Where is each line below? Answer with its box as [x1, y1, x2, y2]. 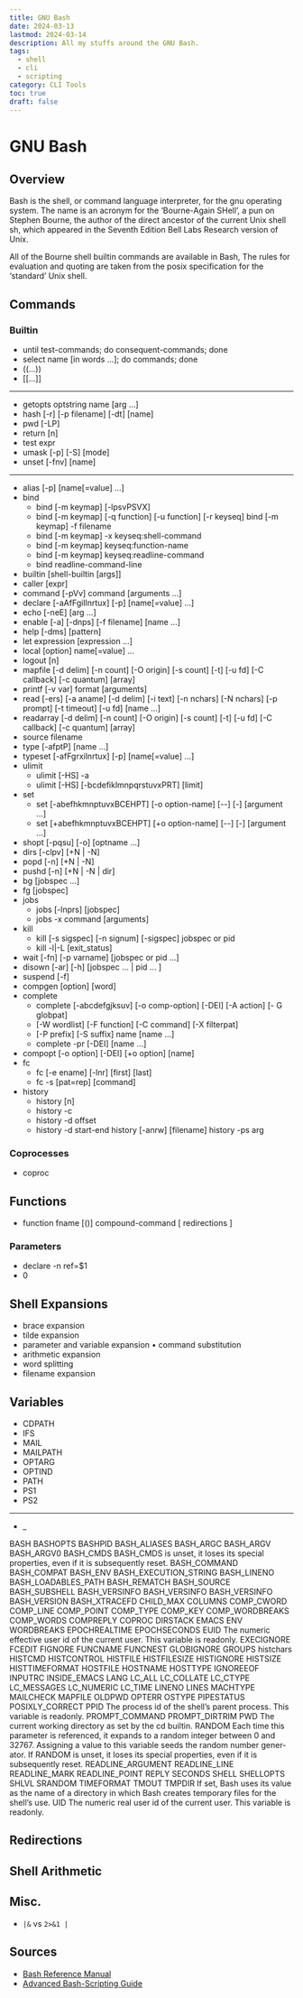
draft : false [9, 97, 59, 106]
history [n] [35, 1096, 75, 1107]
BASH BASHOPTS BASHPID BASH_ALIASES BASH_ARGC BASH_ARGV [9, 1539, 271, 1550]
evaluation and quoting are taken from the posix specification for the [9, 261, 264, 272]
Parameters [9, 1240, 61, 1253]
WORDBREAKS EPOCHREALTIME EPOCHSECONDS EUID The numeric [9, 1625, 271, 1635]
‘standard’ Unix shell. [9, 271, 87, 281]
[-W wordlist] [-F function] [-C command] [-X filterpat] [35, 1019, 239, 1030]
